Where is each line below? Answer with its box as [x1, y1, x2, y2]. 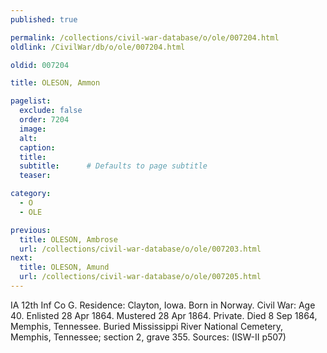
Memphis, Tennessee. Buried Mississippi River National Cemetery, [10, 320, 284, 332]
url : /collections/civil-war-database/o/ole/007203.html [19, 244, 262, 254]
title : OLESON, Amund [19, 262, 110, 273]
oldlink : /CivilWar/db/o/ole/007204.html [10, 42, 186, 52]
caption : [19, 142, 56, 153]
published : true [10, 14, 78, 25]
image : [19, 124, 47, 134]
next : [10, 253, 33, 263]
